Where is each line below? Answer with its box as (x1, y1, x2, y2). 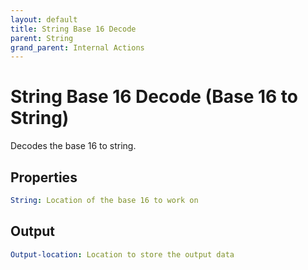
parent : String (10, 33, 74, 43)
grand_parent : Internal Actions (10, 42, 145, 53)
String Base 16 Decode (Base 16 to (10, 86, 298, 108)
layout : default (10, 14, 78, 25)
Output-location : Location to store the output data (10, 249, 235, 260)
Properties (10, 169, 78, 186)
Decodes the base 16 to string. (10, 140, 137, 152)
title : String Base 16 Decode (10, 24, 137, 34)
